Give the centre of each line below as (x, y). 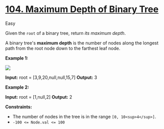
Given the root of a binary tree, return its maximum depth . (66, 33)
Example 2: (17, 87)
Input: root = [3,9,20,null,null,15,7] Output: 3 (51, 77)
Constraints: (19, 107)
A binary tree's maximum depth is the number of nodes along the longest (82, 43)
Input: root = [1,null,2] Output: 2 (39, 97)
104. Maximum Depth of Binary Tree (82, 9)
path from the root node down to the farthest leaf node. (63, 48)
